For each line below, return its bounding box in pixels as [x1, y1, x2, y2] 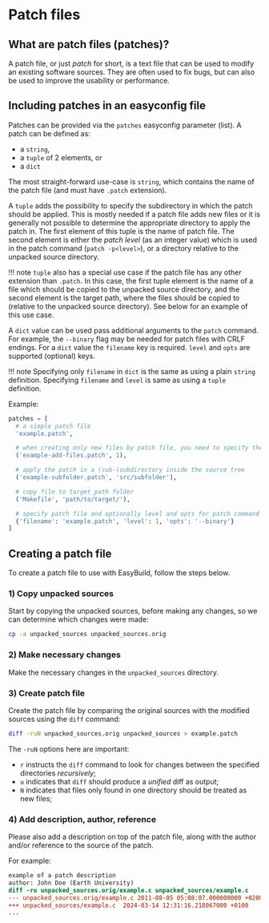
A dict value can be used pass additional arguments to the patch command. [8, 325, 259, 335]
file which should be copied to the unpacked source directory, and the [8, 284, 240, 294]
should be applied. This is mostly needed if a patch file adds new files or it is [8, 209, 261, 219]
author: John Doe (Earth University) [8, 879, 134, 887]
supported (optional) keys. [8, 351, 96, 361]
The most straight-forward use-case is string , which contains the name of [8, 176, 255, 186]
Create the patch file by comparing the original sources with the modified [8, 705, 250, 715]
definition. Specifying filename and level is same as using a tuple [8, 375, 227, 385]
